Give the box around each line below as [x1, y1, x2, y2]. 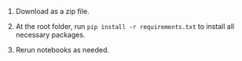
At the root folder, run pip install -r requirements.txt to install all [15, 22, 234, 30]
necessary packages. [15, 30, 86, 39]
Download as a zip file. [15, 7, 90, 16]
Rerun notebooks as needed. [15, 45, 110, 54]
